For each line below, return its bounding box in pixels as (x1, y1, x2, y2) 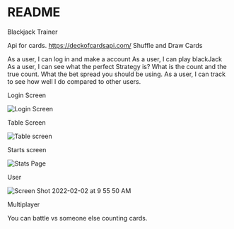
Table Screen (7, 118, 46, 127)
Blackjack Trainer (7, 27, 58, 36)
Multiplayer (7, 200, 40, 209)
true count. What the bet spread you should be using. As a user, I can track (7, 70, 226, 78)
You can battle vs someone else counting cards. (7, 213, 148, 222)
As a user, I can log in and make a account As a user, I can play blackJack (7, 54, 223, 63)
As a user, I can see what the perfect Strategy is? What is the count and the (7, 62, 228, 70)
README (7, 4, 61, 20)
